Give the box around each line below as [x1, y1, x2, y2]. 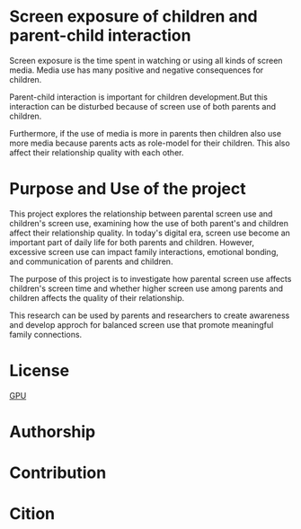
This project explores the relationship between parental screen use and [9, 208, 273, 219]
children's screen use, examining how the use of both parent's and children [9, 217, 289, 228]
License [9, 361, 70, 381]
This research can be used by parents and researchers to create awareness [9, 310, 290, 321]
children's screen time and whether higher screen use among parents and [9, 283, 284, 294]
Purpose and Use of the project [9, 179, 246, 199]
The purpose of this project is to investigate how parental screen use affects [9, 273, 292, 284]
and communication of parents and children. [9, 256, 173, 267]
